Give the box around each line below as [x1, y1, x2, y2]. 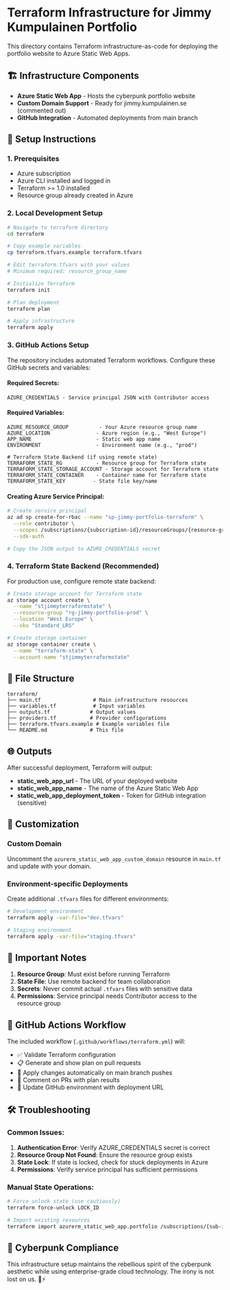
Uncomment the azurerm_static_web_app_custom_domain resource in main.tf [7, 855, 221, 863]
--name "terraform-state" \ [13, 647, 94, 654]
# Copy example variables [7, 243, 81, 250]
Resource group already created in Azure [16, 191, 133, 199]
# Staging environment [7, 927, 72, 934]
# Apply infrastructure [7, 317, 75, 325]
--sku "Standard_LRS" [13, 622, 75, 629]
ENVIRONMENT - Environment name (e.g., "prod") [7, 441, 197, 448]
